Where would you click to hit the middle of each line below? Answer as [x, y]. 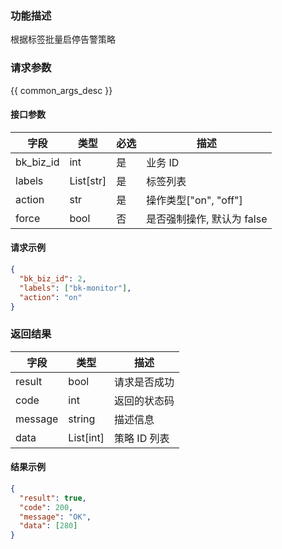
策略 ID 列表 [142, 438]
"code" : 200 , [46, 507]
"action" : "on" [51, 297]
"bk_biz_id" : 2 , [53, 278]
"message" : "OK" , [55, 517]
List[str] [88, 180]
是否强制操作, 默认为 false [207, 219]
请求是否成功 [144, 382]
